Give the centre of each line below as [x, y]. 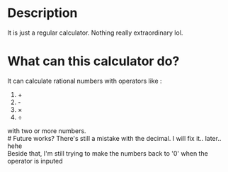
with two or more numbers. [47, 131]
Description [42, 13]
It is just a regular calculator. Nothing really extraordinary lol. [95, 33]
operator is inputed [35, 161]
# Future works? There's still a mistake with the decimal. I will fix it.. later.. [114, 138]
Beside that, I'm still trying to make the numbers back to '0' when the [108, 153]
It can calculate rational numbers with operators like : [85, 81]
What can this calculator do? [93, 61]
